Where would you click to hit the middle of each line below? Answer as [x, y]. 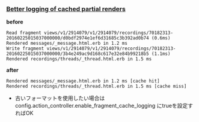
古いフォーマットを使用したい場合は [60, 98]
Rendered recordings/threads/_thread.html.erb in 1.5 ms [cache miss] [96, 86]
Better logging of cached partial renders [66, 9]
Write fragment [25, 49]
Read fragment [24, 33]
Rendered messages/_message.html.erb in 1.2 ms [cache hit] [83, 81]
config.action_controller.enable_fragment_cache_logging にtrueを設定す [104, 106]
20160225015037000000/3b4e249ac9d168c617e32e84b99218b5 [78, 54]
